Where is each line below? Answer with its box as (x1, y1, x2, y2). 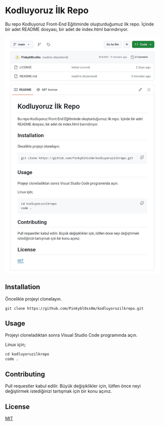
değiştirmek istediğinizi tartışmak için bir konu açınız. (5, 388, 112, 394)
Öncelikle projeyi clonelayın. (5, 296, 62, 301)
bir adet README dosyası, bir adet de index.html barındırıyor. (5, 26, 129, 32)
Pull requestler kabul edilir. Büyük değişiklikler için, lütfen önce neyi (5, 383, 141, 389)
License (5, 402, 30, 411)
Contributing (5, 370, 45, 378)
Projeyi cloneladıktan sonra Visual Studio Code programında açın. (5, 332, 137, 338)
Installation (5, 283, 40, 291)
